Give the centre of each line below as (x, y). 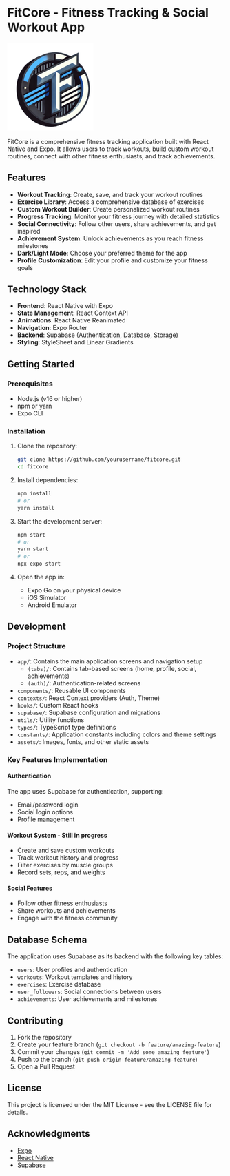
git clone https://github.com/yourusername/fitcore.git (99, 460)
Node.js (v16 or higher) (50, 399)
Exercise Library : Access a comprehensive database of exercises (111, 202)
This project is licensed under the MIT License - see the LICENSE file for (109, 1104)
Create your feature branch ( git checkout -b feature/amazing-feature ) (119, 1044)
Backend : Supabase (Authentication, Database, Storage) (98, 335)
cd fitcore (33, 467)
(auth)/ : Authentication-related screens (84, 683)
